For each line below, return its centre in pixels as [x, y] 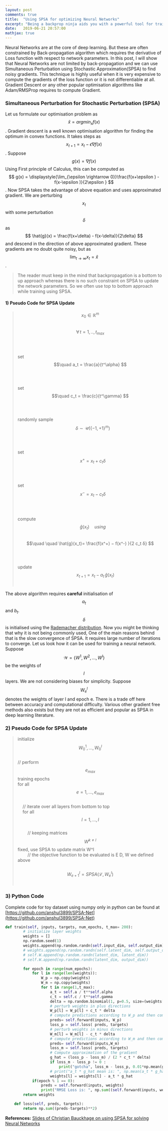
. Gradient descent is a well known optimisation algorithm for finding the [79, 131]
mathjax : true [20, 33]
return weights [39, 1095]
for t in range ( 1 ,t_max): [68, 987]
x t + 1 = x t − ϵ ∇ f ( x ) [84, 145]
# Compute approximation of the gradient [93, 1053]
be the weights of [23, 665]
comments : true [21, 15]
